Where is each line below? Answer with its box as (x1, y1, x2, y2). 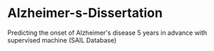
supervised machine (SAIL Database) (7, 35, 117, 44)
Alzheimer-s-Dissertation (7, 5, 163, 21)
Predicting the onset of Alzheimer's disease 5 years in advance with (7, 28, 208, 37)
